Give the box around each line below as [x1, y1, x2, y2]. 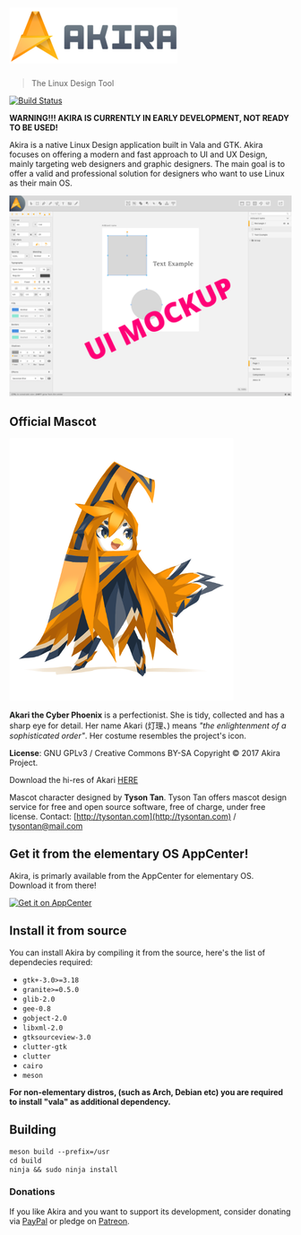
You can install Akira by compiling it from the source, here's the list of [9, 947, 266, 958]
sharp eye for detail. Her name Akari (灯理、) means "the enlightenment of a [9, 720, 287, 731]
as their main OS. [9, 178, 73, 188]
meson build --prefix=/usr [9, 1147, 110, 1156]
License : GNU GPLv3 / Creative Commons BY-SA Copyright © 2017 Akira [9, 748, 280, 759]
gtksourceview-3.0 [21, 1032, 91, 1042]
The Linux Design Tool [30, 77, 115, 88]
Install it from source [9, 923, 127, 939]
